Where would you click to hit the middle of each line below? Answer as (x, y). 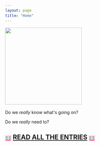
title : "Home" (20, 15)
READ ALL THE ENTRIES (50, 137)
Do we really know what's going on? (42, 112)
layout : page (18, 10)
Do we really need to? (27, 122)
